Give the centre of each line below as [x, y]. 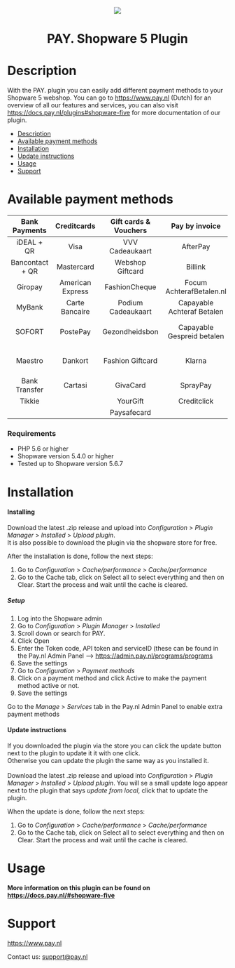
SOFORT [29, 332]
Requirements [32, 433]
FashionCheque [130, 287]
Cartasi [75, 385]
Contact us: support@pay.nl [48, 956]
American [75, 283]
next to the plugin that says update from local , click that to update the [108, 790]
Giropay [30, 287]
